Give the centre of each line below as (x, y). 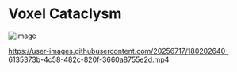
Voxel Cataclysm (65, 14)
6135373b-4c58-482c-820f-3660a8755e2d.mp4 (89, 59)
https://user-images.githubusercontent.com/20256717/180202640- (118, 51)
